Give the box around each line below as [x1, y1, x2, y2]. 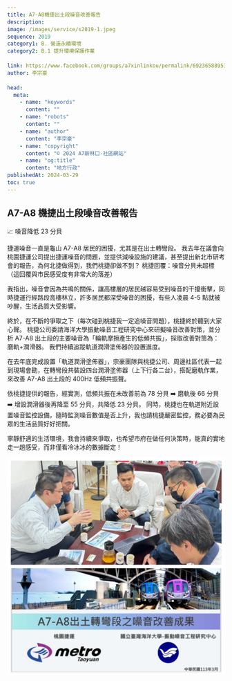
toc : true [7, 179, 36, 186]
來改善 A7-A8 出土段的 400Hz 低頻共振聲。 [7, 374, 130, 383]
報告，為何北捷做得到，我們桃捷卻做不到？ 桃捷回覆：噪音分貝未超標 [19, 261, 215, 269]
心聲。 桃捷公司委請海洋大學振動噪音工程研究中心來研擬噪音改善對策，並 [7, 325, 215, 334]
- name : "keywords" [19, 99, 76, 106]
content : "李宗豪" [25, 135, 76, 142]
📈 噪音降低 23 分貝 [7, 227, 63, 235]
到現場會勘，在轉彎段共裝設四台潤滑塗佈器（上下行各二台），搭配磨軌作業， [7, 365, 222, 374]
